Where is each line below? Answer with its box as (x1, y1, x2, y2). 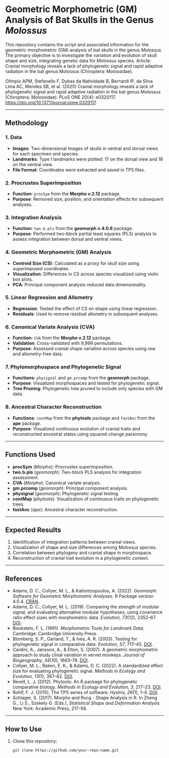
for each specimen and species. (12, 150, 79, 157)
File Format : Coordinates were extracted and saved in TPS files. (12, 167, 145, 173)
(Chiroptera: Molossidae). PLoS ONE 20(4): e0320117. (5, 94, 117, 100)
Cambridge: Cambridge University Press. (12, 631, 98, 637)
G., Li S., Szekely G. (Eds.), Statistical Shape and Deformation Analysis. (12, 700, 161, 706)
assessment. (12, 474, 39, 480)
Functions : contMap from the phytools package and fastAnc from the (12, 415, 155, 421)
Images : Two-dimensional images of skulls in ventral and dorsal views (12, 145, 158, 151)
